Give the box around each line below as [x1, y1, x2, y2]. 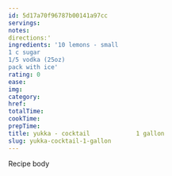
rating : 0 [8, 71, 41, 78]
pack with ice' [8, 63, 59, 71]
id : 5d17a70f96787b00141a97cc [8, 11, 109, 20]
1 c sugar [8, 48, 41, 56]
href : [8, 100, 26, 108]
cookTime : [8, 115, 41, 123]
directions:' [8, 33, 52, 42]
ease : [8, 78, 26, 86]
